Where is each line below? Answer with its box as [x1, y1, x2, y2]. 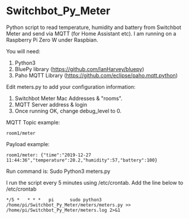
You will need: [6, 47, 40, 54]
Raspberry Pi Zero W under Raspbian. [6, 36, 99, 43]
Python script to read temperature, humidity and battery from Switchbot [6, 24, 182, 31]
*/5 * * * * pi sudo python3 [6, 197, 102, 202]
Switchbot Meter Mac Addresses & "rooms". [14, 95, 123, 102]
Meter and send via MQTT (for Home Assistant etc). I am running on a [6, 30, 177, 37]
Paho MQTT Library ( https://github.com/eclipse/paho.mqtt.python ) [14, 72, 178, 79]
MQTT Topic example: [6, 118, 60, 125]
